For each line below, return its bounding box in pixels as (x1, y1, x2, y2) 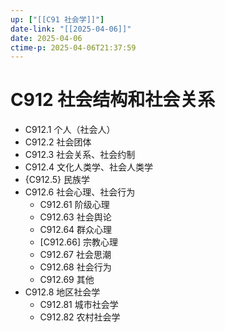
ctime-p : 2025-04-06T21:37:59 (10, 42, 137, 53)
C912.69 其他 (39, 274, 95, 286)
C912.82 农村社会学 (39, 311, 121, 323)
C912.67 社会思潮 (39, 249, 112, 261)
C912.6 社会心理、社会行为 (24, 186, 136, 198)
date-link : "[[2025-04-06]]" (10, 24, 132, 34)
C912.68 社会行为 (39, 261, 112, 273)
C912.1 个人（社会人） (24, 124, 116, 136)
